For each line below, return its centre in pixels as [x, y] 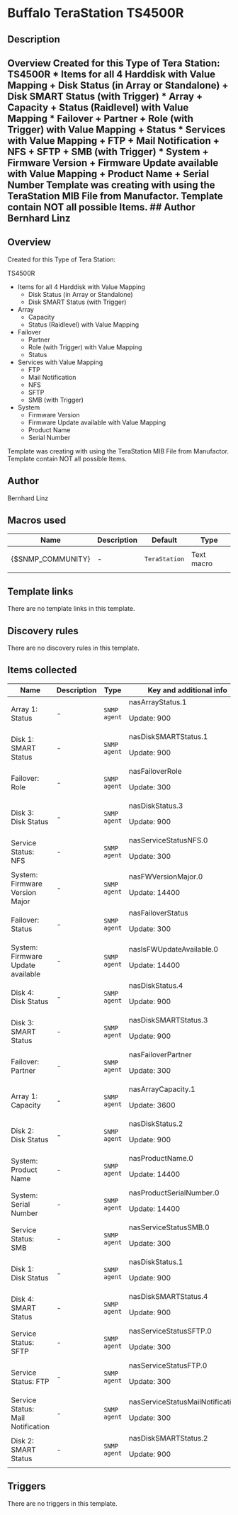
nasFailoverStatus [159, 913]
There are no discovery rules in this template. [73, 648]
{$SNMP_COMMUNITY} [51, 559]
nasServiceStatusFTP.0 [168, 1365]
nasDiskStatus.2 [156, 1123]
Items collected [42, 670]
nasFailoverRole [155, 771]
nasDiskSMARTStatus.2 [168, 1438]
